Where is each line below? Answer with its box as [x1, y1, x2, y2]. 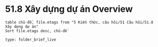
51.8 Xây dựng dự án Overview [5, 3, 133, 15]
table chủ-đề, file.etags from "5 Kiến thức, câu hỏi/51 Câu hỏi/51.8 [5, 20, 154, 25]
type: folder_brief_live [5, 37, 56, 42]
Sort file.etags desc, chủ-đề [5, 28, 68, 33]
